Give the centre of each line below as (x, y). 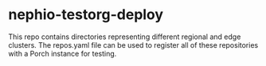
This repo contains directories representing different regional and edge (125, 37)
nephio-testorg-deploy (86, 15)
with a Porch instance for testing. (63, 53)
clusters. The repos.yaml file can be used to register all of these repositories (133, 45)
